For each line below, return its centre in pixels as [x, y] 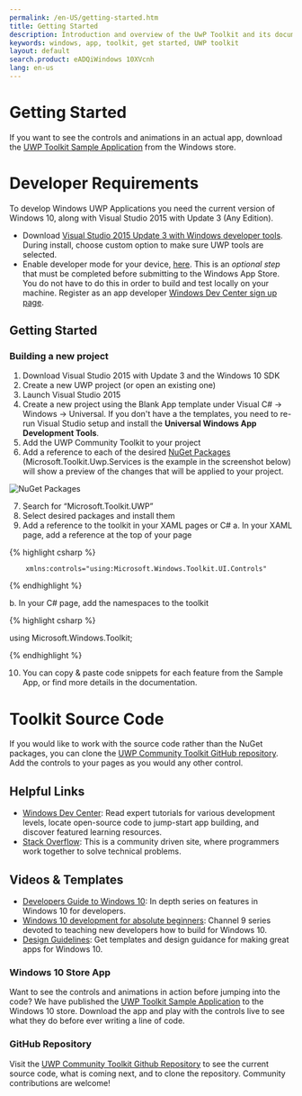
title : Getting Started [54, 26]
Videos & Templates [67, 879]
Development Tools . [61, 433]
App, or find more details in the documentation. [110, 683]
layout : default [40, 51]
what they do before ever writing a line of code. [98, 1021]
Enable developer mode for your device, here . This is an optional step [151, 264]
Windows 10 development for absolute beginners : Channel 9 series [147, 920]
